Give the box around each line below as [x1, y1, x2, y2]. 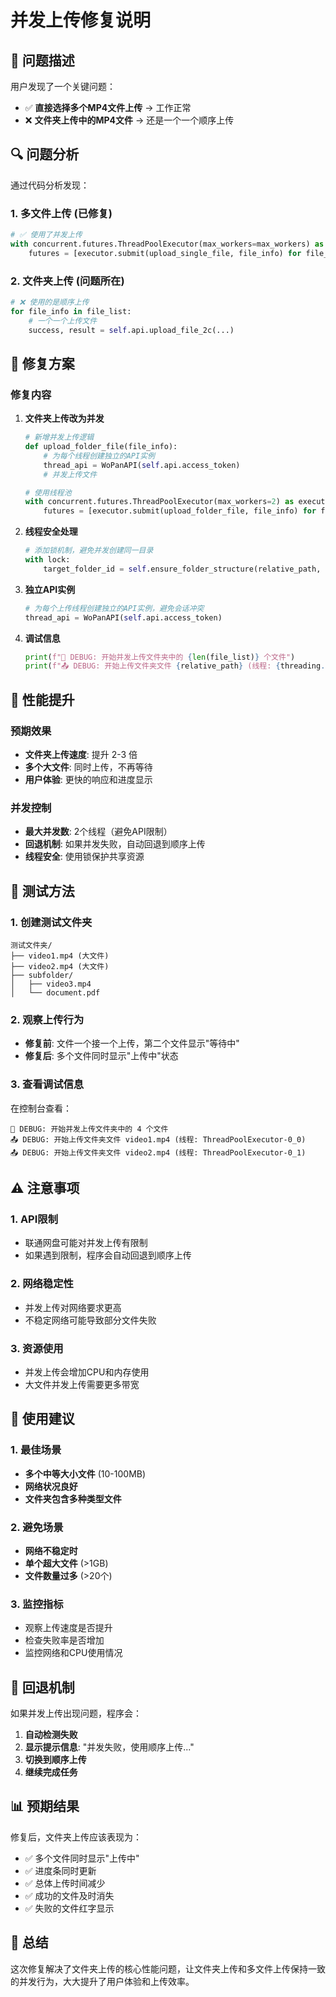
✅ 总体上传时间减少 [24, 1877, 106, 1889]
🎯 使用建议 [10, 1411, 75, 1428]
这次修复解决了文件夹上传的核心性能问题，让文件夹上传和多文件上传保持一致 [10, 1962, 326, 1975]
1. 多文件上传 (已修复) [10, 206, 113, 220]
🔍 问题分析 [10, 146, 80, 163]
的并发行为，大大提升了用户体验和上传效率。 [10, 1975, 195, 1987]
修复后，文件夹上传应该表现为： [10, 1831, 142, 1843]
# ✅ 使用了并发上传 [10, 230, 83, 240]
